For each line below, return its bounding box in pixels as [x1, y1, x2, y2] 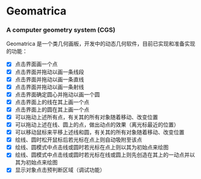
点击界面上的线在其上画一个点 [14, 98, 89, 105]
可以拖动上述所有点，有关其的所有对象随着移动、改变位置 [14, 113, 158, 121]
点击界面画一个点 [14, 60, 58, 68]
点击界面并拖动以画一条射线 [14, 83, 85, 90]
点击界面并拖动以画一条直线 [14, 75, 85, 83]
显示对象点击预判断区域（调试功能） [14, 166, 106, 174]
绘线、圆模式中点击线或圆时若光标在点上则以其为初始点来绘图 [14, 143, 169, 151]
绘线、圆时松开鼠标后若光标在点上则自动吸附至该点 [14, 136, 142, 143]
